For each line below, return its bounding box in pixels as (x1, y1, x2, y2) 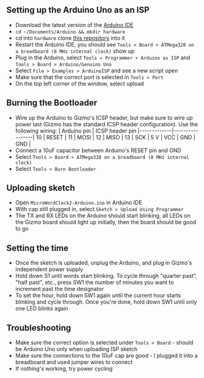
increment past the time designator (15, 285, 104, 293)
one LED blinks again (15, 305, 69, 312)
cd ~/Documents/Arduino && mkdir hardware (15, 29, 126, 35)
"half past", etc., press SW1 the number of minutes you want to (15, 279, 174, 286)
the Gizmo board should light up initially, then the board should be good (15, 218, 197, 226)
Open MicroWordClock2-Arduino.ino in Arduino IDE (15, 199, 143, 206)
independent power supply (15, 266, 84, 273)
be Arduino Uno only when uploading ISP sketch (15, 345, 138, 353)
